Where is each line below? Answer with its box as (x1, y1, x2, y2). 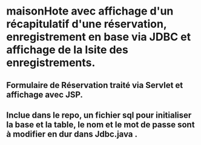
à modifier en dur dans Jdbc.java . (6, 129, 138, 139)
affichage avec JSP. (6, 89, 84, 99)
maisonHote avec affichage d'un (6, 4, 174, 18)
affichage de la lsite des (6, 43, 128, 57)
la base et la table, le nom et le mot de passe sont (6, 120, 195, 130)
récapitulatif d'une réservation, (6, 17, 167, 31)
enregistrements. (6, 56, 96, 70)
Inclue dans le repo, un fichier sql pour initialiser (6, 110, 192, 120)
